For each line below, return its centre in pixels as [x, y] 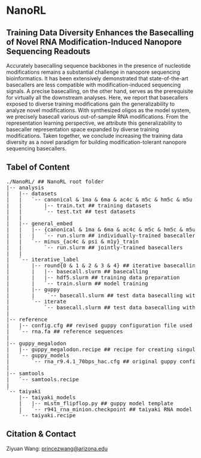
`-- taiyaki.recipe [47, 415]
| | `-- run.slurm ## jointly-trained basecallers [95, 247]
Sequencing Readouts [48, 51]
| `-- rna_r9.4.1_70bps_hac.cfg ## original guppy [92, 361]
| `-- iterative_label [42, 259]
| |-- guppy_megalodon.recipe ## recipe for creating [90, 349]
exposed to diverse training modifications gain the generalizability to [91, 104]
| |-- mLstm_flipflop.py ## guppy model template [96, 403]
